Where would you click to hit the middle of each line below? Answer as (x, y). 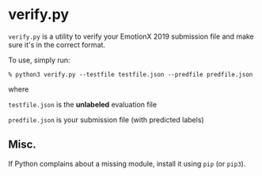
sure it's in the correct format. (57, 44)
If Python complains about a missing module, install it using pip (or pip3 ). (127, 163)
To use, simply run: (39, 60)
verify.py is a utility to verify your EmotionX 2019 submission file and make (131, 36)
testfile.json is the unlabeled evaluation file (82, 104)
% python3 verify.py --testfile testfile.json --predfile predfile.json (131, 74)
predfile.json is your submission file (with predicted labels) (106, 119)
